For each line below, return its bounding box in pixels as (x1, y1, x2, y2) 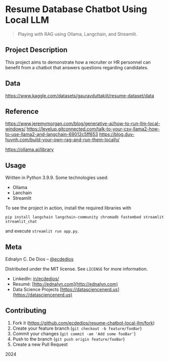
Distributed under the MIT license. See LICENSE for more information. (5, 266, 148, 272)
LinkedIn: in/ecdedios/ (12, 276, 59, 282)
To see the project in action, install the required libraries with (5, 205, 132, 211)
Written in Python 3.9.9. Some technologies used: (5, 174, 109, 180)
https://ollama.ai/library (5, 147, 54, 153)
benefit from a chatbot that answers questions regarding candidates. (5, 64, 149, 70)
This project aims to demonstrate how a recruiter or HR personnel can (5, 59, 151, 65)
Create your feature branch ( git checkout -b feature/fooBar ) (12, 325, 142, 331)
